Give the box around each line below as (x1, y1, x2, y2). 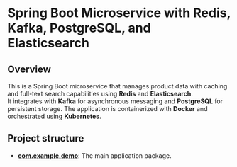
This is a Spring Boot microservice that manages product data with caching (7, 82, 228, 90)
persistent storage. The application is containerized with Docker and (7, 105, 208, 113)
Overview (7, 63, 52, 75)
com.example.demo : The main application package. (17, 151, 172, 160)
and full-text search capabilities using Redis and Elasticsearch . (7, 90, 194, 98)
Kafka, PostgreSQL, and (7, 20, 151, 36)
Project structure (7, 132, 84, 144)
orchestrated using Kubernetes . (7, 112, 101, 120)
